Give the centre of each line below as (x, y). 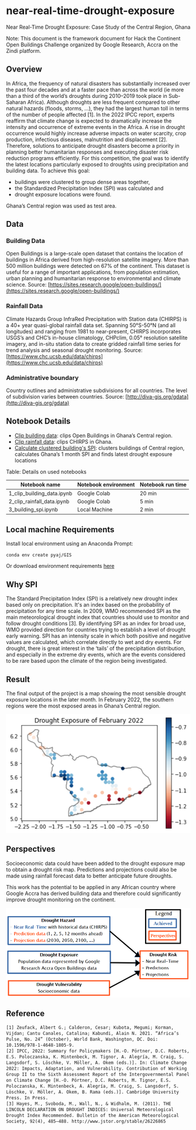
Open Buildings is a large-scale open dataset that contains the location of (94, 254)
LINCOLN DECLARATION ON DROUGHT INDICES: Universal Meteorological (90, 1110)
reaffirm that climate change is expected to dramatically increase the (89, 121)
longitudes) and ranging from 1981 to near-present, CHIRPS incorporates (94, 331)
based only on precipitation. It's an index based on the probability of (88, 605)
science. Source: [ (28, 285)
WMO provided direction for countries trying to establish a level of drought (96, 630)
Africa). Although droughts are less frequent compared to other (104, 102)
